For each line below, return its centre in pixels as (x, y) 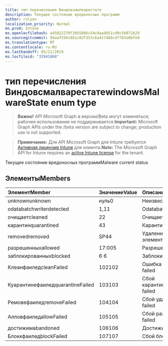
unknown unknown (29, 201)
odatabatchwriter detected (38, 209)
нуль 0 (106, 201)
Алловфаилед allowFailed (37, 317)
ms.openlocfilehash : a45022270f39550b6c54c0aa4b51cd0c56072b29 (72, 33)
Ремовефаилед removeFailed (42, 302)
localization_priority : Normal (38, 24)
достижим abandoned (34, 328)
